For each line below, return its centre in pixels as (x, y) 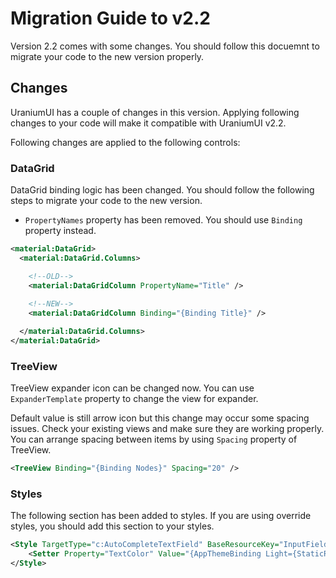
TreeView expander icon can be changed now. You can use (132, 388)
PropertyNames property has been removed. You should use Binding (163, 220)
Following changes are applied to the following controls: (125, 142)
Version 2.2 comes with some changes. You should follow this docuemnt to (165, 46)
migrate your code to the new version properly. (107, 56)
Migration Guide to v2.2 (110, 18)
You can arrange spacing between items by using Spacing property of (154, 439)
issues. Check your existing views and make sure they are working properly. (167, 429)
